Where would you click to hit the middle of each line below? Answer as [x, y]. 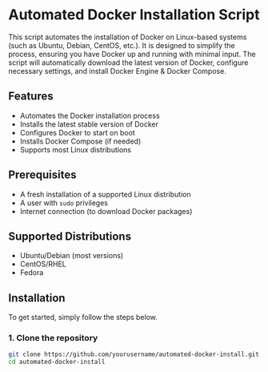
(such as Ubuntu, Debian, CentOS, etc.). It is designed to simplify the [122, 45]
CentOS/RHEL [43, 264]
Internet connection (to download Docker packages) [106, 211]
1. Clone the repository [53, 338]
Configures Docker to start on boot [78, 132]
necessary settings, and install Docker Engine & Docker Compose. [117, 71]
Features [31, 97]
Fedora [32, 273]
